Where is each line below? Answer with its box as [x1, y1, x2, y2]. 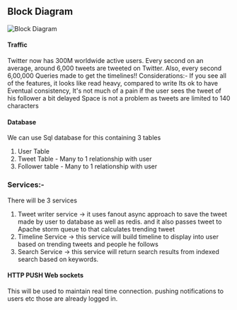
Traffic [7, 40, 28, 49]
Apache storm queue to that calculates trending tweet [17, 224, 175, 233]
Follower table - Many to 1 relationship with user [17, 162, 158, 171]
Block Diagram [7, 6, 73, 18]
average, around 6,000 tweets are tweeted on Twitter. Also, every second [7, 64, 222, 73]
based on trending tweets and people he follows [17, 240, 159, 248]
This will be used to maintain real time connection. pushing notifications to [7, 287, 224, 295]
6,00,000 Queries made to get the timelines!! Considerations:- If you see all [7, 71, 226, 80]
